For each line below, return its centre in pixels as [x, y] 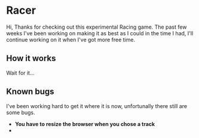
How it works [31, 58]
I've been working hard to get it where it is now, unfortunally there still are [97, 106]
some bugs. [21, 112]
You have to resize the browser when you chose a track [85, 124]
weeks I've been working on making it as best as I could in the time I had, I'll [100, 33]
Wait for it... [20, 73]
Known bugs [30, 92]
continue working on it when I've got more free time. [71, 39]
